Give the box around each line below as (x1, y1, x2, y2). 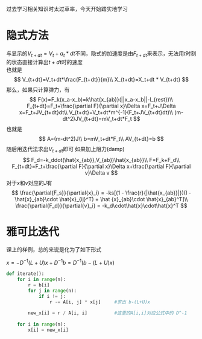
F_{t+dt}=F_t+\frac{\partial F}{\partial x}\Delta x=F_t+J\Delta (27, 102, 176, 109)
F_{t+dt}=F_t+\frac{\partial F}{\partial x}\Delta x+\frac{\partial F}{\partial (11, 163, 191, 170)
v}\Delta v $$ (84, 169, 118, 176)
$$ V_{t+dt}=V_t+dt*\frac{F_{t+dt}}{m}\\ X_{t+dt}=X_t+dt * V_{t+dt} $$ (14, 76, 189, 83)
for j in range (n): (28, 288, 77, 294)
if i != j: (38, 293, 66, 299)
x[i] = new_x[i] (28, 327, 69, 333)
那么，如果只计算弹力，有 (6, 86, 70, 93)
